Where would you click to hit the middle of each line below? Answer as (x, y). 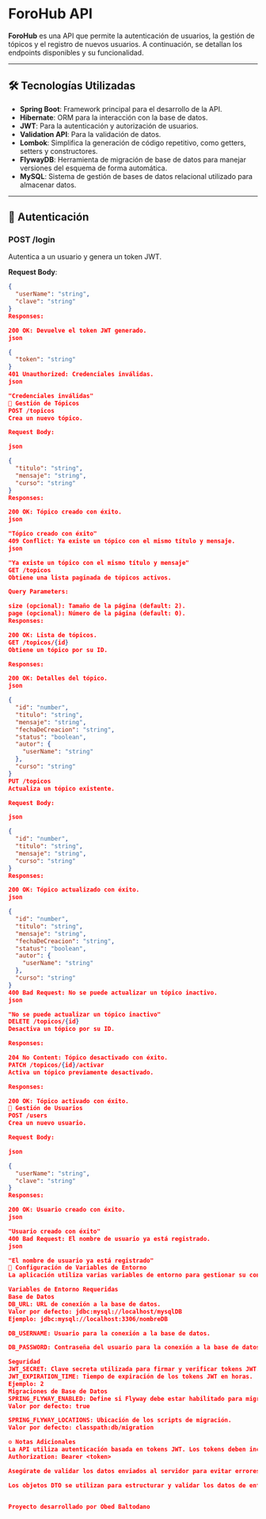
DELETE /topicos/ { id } (44, 1022)
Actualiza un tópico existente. (61, 788)
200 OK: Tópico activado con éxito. (68, 1101)
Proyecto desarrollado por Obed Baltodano (79, 1506)
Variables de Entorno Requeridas (63, 1290)
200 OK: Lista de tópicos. (53, 635)
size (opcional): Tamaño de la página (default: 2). (97, 606)
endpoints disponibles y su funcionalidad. (76, 52)
